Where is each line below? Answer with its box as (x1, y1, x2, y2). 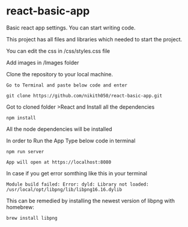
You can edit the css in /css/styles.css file (6, 47, 111, 55)
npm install (6, 115, 36, 121)
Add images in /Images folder (6, 59, 79, 66)
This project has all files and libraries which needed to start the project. (6, 35, 183, 43)
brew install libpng (6, 215, 58, 221)
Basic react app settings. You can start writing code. (6, 24, 136, 31)
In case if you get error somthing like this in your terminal (6, 169, 147, 177)
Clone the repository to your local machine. (6, 70, 114, 77)
